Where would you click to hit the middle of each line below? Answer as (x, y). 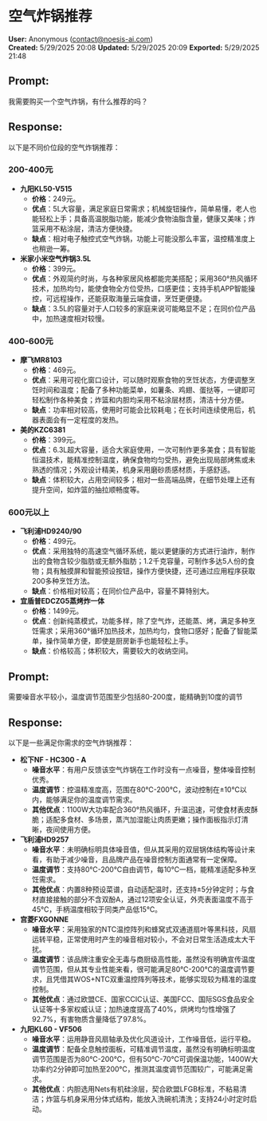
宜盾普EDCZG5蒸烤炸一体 (62, 601)
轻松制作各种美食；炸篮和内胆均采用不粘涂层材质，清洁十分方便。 (140, 400)
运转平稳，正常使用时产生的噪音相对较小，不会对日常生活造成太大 (140, 940)
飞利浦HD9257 (44, 840)
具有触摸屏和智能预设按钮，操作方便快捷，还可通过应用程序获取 (151, 571)
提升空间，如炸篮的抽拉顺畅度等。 (88, 490)
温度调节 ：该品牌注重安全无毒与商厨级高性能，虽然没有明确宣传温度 (143, 960)
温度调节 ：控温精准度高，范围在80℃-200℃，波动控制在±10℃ (136, 790)
